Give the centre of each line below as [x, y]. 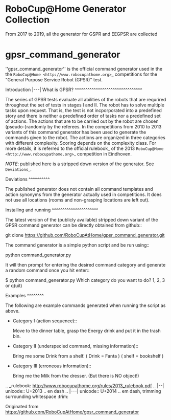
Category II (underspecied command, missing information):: [76, 346]
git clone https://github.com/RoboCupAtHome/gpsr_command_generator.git [85, 235]
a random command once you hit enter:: [47, 270]
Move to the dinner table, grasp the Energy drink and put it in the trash [87, 330]
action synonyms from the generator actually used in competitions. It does [83, 194]
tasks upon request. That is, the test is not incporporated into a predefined [83, 110]
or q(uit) [14, 285]
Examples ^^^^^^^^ [25, 295]
